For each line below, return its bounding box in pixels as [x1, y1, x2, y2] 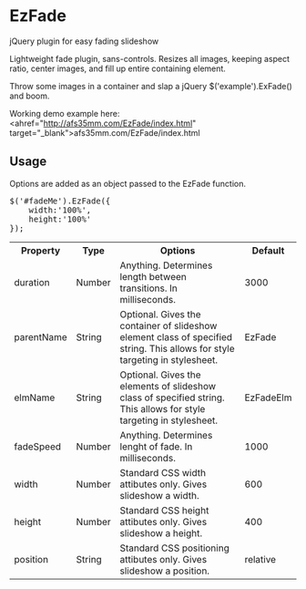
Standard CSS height [119, 503, 209, 516]
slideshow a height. [119, 526, 203, 539]
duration [14, 275, 50, 288]
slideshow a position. [119, 564, 210, 577]
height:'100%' [28, 213, 92, 224]
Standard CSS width [119, 466, 207, 479]
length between [119, 270, 187, 283]
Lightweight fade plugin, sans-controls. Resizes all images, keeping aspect [9, 53, 290, 64]
